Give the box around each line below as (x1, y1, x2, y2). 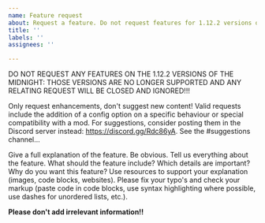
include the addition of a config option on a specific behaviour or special (8, 110, 244, 119)
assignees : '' (8, 41, 55, 49)
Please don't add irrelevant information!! (8, 207, 144, 217)
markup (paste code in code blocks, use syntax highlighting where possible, (8, 184, 256, 193)
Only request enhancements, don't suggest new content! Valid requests (8, 102, 241, 111)
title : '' (8, 26, 41, 34)
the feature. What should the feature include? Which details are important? (8, 158, 251, 168)
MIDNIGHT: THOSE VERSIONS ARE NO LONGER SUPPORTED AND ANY (8, 78, 242, 87)
